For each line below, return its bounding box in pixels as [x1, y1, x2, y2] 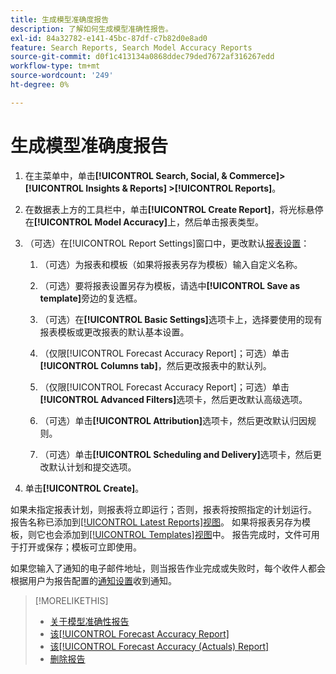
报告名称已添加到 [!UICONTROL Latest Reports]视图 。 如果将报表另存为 [10, 516, 302, 528]
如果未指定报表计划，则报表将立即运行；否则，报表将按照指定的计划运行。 [10, 503, 317, 515]
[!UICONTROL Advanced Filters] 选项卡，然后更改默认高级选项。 [39, 393, 308, 405]
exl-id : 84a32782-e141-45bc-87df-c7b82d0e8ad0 [10, 33, 208, 43]
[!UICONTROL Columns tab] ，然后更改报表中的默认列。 [39, 359, 272, 371]
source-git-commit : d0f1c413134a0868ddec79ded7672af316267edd [10, 52, 275, 62]
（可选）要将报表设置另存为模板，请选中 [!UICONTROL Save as [39, 279, 300, 291]
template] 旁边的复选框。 [39, 292, 143, 304]
